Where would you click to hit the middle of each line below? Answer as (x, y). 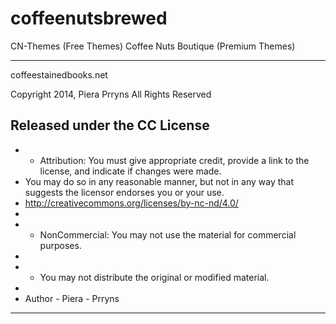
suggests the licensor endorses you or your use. (124, 192)
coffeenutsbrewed (89, 18)
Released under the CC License (110, 125)
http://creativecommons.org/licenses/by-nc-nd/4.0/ (131, 203)
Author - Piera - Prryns (72, 298)
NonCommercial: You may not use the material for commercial (168, 234)
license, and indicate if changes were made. (130, 171)
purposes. (60, 245)
